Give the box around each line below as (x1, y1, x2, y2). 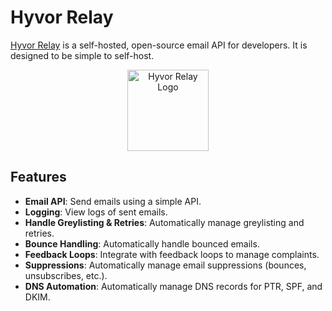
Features (10, 169, 67, 186)
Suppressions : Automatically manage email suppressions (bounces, (24, 259, 307, 271)
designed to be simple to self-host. (10, 49, 155, 61)
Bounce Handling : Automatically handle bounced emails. (24, 237, 260, 250)
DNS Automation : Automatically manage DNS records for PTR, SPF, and (24, 280, 323, 292)
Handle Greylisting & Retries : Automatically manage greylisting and (24, 216, 305, 228)
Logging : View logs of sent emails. (24, 206, 168, 218)
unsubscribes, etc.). (24, 269, 108, 281)
